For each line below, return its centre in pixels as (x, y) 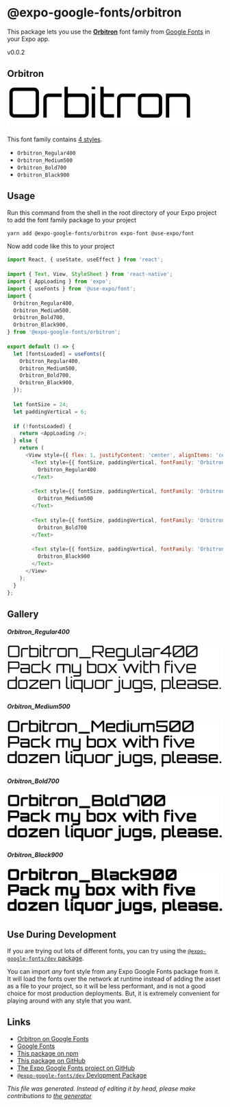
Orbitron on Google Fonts (53, 1038)
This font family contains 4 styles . (55, 139)
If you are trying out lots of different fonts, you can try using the (97, 951)
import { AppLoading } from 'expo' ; (59, 282)
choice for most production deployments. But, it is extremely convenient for (114, 993)
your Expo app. (28, 38)
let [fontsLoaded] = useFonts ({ (60, 354)
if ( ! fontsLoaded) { (42, 426)
